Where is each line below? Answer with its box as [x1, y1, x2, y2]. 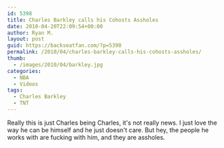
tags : [7, 87, 23, 94]
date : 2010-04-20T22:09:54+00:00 [7, 23, 103, 30]
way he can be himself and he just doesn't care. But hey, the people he [7, 125, 209, 134]
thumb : [7, 55, 26, 62]
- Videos [13, 81, 39, 87]
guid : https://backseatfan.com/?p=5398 [7, 42, 122, 49]
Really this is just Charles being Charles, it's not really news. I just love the [7, 118, 217, 127]
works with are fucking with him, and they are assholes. [7, 133, 165, 141]
